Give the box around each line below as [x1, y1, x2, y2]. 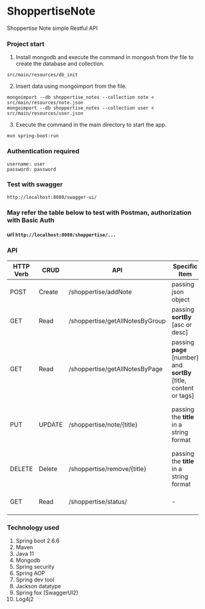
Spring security [15, 563, 55, 570]
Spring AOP [15, 569, 45, 577]
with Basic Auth [7, 215, 55, 224]
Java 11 [15, 550, 34, 557]
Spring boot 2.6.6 [15, 537, 60, 544]
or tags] [172, 391, 195, 400]
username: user [7, 160, 46, 167]
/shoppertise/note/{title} [68, 420, 137, 428]
